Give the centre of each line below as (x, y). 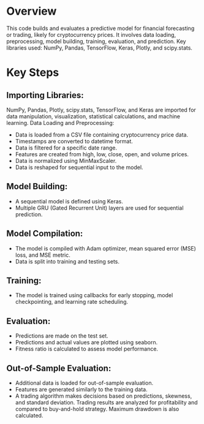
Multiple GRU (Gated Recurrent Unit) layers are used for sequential (99, 208)
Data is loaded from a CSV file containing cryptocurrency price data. (102, 134)
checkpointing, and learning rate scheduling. (72, 302)
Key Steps (33, 73)
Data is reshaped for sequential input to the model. (79, 167)
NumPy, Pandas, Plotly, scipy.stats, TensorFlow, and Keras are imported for (101, 110)
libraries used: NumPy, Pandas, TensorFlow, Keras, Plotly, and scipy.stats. (100, 48)
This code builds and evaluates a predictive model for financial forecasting (100, 28)
